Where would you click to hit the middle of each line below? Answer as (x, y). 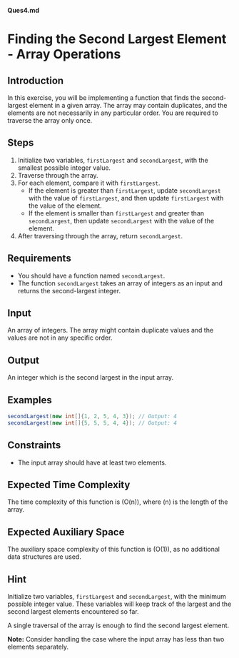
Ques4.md (24, 10)
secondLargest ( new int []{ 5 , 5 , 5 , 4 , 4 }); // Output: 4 (92, 423)
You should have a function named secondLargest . (91, 275)
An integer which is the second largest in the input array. (90, 378)
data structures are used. (45, 557)
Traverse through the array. (58, 175)
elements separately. (38, 647)
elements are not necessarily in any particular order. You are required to (113, 113)
